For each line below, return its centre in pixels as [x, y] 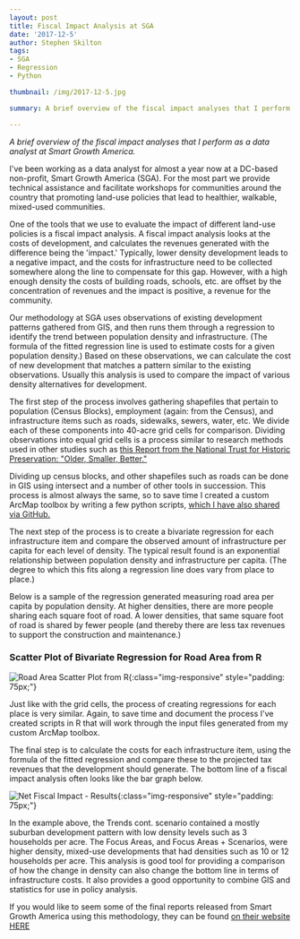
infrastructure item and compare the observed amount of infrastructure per [148, 541]
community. [31, 300]
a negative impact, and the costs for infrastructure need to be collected [141, 262]
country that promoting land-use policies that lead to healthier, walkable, [143, 197]
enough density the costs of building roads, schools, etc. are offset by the [146, 281]
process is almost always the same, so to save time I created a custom [139, 495]
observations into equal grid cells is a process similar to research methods [146, 439]
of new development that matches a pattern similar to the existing [130, 365]
